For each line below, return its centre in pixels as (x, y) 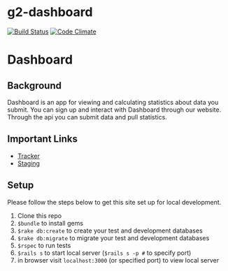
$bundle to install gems (50, 223)
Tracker (28, 156)
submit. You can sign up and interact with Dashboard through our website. (114, 110)
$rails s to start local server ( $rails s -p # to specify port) (104, 253)
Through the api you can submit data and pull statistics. (87, 117)
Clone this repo (39, 215)
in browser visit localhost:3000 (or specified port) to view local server (118, 260)
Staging (29, 163)
